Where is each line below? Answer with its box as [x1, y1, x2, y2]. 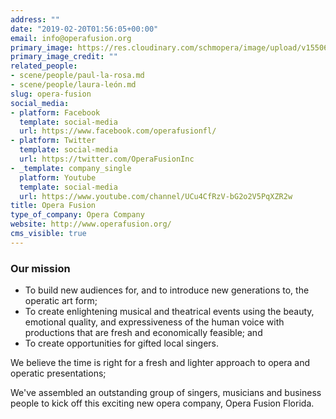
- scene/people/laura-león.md [10, 80, 137, 90]
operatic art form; [24, 295, 98, 307]
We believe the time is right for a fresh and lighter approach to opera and [10, 357, 311, 369]
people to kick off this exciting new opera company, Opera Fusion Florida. [10, 397, 315, 410]
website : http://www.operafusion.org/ [10, 219, 172, 230]
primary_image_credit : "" [10, 52, 118, 62]
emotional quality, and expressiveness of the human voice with [24, 316, 285, 328]
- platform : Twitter [10, 136, 97, 146]
